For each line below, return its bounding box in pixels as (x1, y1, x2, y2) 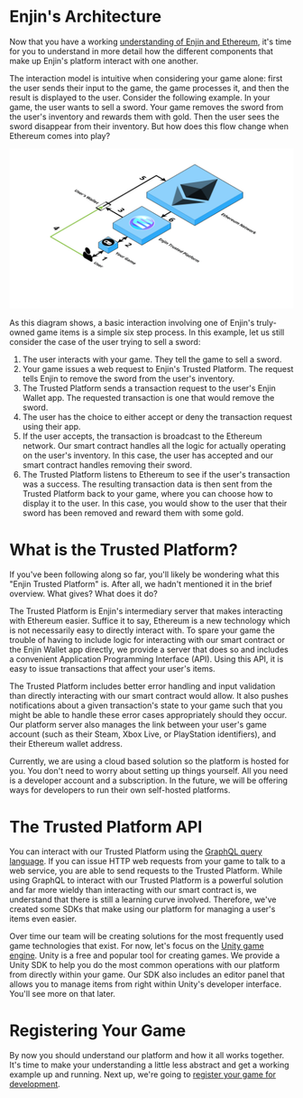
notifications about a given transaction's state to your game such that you (9, 700, 283, 711)
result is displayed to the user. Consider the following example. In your (9, 92, 271, 103)
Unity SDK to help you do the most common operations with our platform (9, 960, 280, 971)
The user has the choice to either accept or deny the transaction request (22, 412, 293, 423)
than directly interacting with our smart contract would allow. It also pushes (9, 691, 289, 702)
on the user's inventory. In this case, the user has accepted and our (22, 450, 273, 461)
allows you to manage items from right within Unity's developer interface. (9, 979, 282, 990)
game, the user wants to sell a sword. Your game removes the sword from (9, 101, 284, 112)
